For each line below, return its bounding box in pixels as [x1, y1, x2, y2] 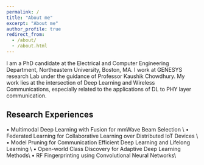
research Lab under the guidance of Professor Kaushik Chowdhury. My [6, 72, 185, 80]
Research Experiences [6, 110, 94, 120]
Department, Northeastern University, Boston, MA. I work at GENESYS [6, 66, 183, 73]
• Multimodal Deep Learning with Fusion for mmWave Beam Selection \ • [6, 125, 189, 133]
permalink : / [6, 9, 40, 15]
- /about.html [12, 43, 47, 49]
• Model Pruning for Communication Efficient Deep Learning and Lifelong [6, 138, 191, 146]
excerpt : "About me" [6, 20, 59, 26]
